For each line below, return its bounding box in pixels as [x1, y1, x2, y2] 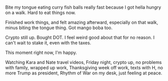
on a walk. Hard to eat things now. [5, 10, 76, 16]
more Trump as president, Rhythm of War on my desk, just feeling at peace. [5, 70, 162, 76]
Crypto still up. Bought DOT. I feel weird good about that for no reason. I [5, 35, 155, 40]
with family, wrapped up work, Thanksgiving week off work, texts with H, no [5, 65, 163, 70]
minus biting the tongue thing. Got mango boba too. [5, 25, 113, 31]
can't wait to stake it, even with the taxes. [5, 40, 92, 46]
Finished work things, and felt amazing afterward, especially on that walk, [5, 20, 158, 25]
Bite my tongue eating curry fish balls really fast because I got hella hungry [5, 5, 161, 10]
